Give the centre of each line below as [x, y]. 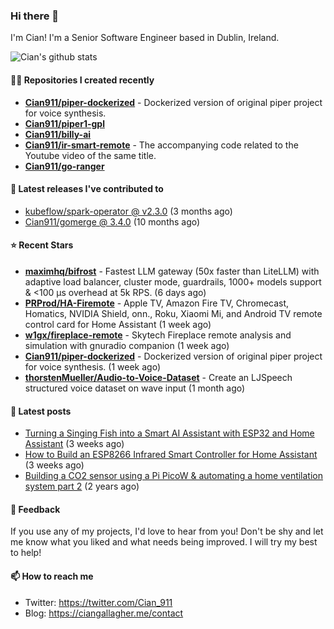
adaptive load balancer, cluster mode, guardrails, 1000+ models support [173, 281]
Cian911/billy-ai [58, 134]
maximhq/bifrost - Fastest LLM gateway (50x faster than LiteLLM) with [172, 271]
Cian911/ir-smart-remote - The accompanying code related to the [161, 145]
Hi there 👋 [35, 16]
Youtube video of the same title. [90, 155]
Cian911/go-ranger [64, 166]
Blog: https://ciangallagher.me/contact [104, 613]
